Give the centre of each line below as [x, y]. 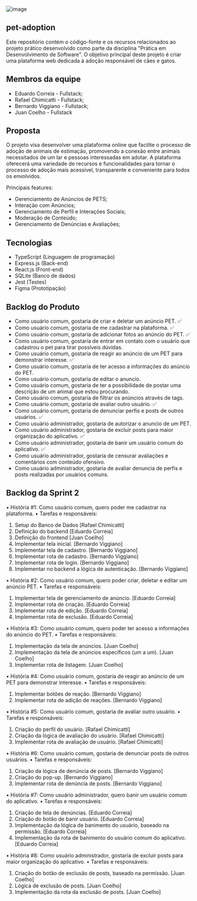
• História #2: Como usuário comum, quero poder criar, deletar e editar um [96, 580]
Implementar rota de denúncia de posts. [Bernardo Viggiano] [88, 783]
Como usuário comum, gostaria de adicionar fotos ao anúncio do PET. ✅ [102, 335]
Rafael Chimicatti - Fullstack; [49, 100]
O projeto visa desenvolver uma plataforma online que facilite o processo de [98, 145]
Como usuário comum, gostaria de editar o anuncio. [78, 379]
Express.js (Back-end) [41, 263]
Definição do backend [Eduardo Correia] [64, 531]
